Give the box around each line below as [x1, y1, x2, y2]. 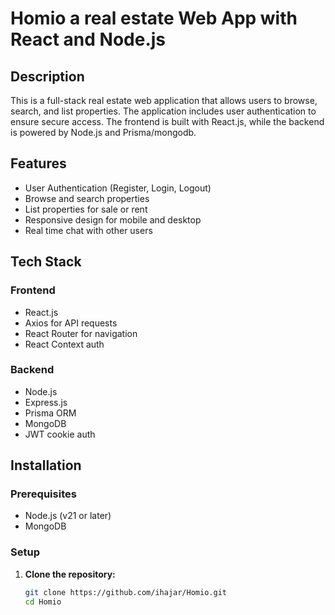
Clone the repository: [24, 568, 116, 580]
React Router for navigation [24, 327, 138, 339]
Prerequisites [10, 487, 77, 501]
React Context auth [24, 338, 105, 350]
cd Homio [24, 597, 62, 607]
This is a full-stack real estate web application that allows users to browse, [10, 95, 318, 106]
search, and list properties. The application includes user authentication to [10, 105, 317, 117]
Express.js [24, 396, 68, 408]
